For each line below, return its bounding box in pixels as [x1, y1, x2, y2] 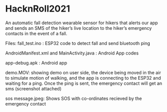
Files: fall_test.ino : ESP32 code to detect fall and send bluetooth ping [5, 40, 151, 46]
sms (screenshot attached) [5, 85, 62, 91]
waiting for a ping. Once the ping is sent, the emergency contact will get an [5, 80, 162, 86]
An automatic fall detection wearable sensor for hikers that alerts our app [5, 20, 158, 26]
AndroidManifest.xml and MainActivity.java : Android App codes [5, 50, 139, 56]
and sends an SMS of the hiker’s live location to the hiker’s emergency [5, 25, 152, 31]
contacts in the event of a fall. [5, 30, 68, 36]
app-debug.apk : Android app [5, 60, 68, 66]
